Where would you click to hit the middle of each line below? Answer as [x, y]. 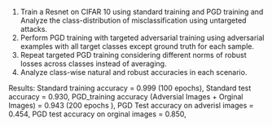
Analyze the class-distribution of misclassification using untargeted [133, 20]
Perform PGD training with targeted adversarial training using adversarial [142, 37]
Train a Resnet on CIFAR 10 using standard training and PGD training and [142, 12]
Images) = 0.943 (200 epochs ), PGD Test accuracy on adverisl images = [131, 105]
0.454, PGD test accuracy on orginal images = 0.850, [98, 114]
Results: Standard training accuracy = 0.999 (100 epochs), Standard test [130, 88]
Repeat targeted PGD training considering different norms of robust [133, 55]
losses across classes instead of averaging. [93, 63]
